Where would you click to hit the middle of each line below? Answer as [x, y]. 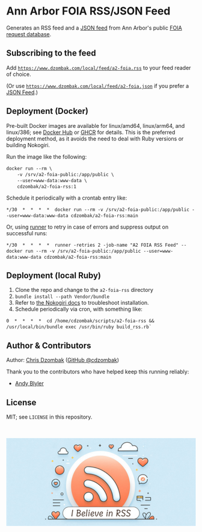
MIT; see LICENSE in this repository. [49, 417]
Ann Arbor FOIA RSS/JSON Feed [88, 11]
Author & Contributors [49, 345]
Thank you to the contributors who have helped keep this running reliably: [98, 372]
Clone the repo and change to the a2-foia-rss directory [84, 290]
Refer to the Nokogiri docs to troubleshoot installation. [82, 303]
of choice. [19, 74]
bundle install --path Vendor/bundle [62, 297]
